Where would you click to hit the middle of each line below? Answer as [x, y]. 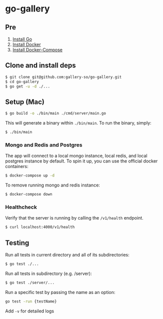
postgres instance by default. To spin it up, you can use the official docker [81, 161]
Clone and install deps [40, 65]
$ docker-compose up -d [30, 175]
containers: [17, 166]
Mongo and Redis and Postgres [44, 144]
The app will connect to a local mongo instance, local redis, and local [76, 156]
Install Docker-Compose [37, 50]
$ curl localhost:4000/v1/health [40, 227]
